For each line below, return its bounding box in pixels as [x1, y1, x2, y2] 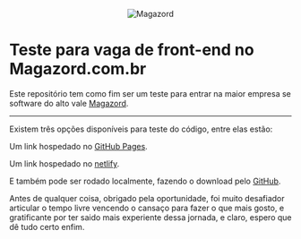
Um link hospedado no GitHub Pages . [9, 141, 148, 151]
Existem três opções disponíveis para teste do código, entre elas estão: [9, 124, 273, 134]
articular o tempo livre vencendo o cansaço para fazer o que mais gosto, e [9, 202, 285, 213]
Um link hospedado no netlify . [9, 158, 120, 169]
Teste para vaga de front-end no [9, 40, 254, 60]
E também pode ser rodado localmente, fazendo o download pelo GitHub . [9, 175, 281, 186]
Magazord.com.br [9, 59, 147, 80]
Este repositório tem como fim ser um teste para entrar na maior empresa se [9, 88, 291, 98]
